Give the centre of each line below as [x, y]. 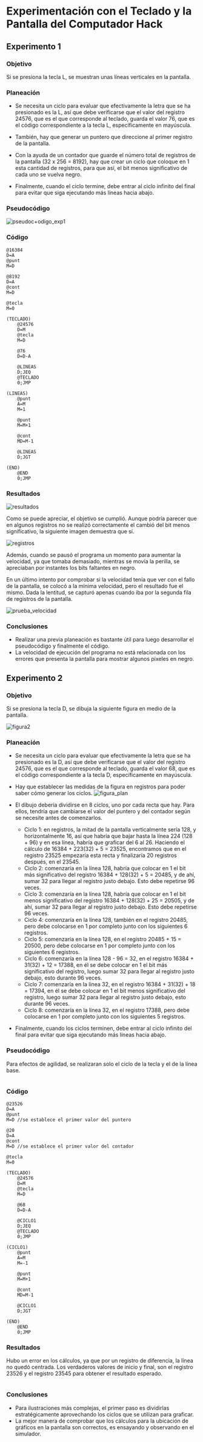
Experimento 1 [34, 46]
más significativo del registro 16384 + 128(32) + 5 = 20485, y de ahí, [110, 875]
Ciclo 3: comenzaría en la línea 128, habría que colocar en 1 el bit [105, 894]
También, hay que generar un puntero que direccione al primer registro [104, 137]
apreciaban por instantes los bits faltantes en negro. [71, 568]
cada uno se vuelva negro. [48, 175]
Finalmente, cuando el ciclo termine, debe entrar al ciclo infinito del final [105, 186]
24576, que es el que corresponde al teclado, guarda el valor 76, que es [105, 119]
